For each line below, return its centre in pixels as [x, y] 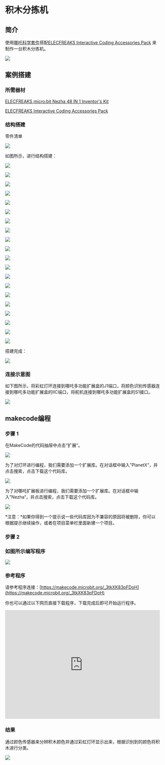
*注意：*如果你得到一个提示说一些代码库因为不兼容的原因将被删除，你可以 [81, 516]
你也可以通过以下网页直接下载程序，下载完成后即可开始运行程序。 [72, 603]
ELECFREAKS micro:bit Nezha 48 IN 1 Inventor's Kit [57, 101]
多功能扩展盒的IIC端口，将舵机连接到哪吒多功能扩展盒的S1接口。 [87, 392]
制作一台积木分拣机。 [27, 49]
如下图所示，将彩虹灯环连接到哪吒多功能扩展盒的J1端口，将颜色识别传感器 [80, 386]
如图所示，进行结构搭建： [31, 156]
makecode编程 [28, 418]
